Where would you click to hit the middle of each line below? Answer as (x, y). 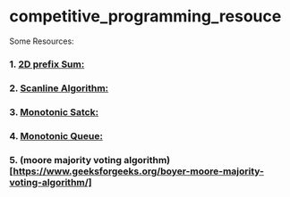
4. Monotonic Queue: (56, 135)
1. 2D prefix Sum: (47, 64)
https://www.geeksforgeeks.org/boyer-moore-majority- (138, 171)
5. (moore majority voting (66, 160)
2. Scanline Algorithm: (59, 88)
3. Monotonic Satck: (54, 111)
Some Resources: (42, 41)
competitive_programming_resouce (145, 16)
